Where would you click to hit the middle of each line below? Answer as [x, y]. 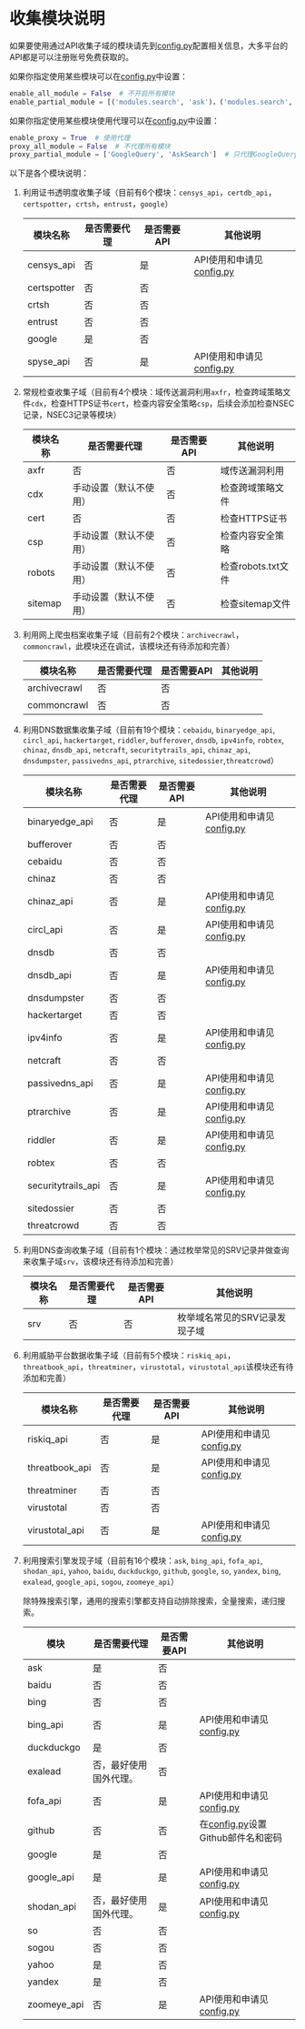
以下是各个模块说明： [49, 173]
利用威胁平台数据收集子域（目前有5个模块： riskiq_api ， [129, 1356]
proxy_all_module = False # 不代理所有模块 [90, 146]
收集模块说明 [58, 19]
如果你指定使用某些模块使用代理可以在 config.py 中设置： [115, 120]
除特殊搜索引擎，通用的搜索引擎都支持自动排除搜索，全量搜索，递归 [150, 1601]
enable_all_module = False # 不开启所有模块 [92, 93]
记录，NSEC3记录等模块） [72, 415]
